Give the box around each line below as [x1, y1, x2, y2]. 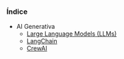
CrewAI [26, 45, 47, 53]
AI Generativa [16, 23, 55, 31]
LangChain [26, 37, 58, 45]
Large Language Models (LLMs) [26, 29, 117, 38]
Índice [6, 7, 28, 16]
